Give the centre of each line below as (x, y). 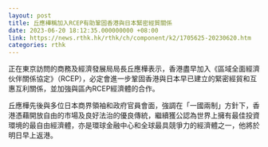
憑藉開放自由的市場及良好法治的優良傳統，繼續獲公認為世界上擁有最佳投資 (137, 115)
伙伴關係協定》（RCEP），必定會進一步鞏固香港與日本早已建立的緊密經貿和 (129, 79)
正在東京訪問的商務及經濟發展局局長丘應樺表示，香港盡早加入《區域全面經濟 (134, 69)
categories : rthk (37, 45)
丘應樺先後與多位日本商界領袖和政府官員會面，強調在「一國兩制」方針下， (130, 106)
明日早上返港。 (33, 135)
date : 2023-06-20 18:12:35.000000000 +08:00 (83, 30)
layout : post (30, 15)
